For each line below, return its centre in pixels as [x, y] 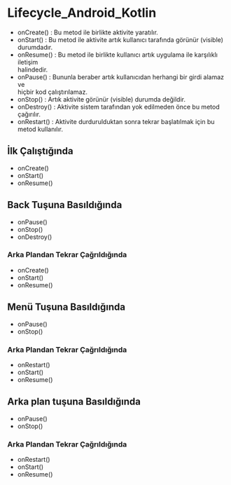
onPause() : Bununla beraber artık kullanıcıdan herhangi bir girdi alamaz [121, 77]
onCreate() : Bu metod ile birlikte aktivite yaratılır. [88, 32]
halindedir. [33, 69]
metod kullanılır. [40, 129]
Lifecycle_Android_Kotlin [82, 13]
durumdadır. [35, 47]
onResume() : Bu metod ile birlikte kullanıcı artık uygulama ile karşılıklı [118, 55]
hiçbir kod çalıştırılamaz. [52, 92]
